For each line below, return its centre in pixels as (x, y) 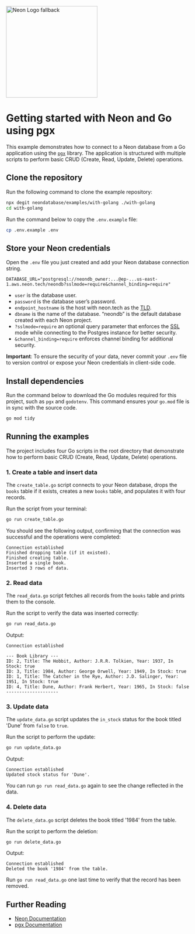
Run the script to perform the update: (51, 737)
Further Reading (36, 904)
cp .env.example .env (32, 230)
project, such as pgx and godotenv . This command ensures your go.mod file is (98, 401)
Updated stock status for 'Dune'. (48, 775)
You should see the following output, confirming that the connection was (93, 530)
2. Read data (24, 582)
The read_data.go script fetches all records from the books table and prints (95, 596)
